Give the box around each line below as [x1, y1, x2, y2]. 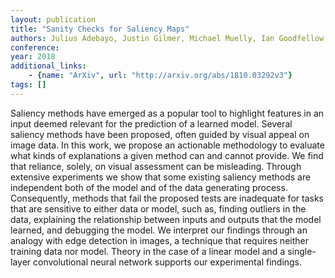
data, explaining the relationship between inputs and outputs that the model [10, 213, 322, 225]
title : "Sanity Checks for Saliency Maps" [10, 24, 190, 34]
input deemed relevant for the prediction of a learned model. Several [10, 117, 293, 130]
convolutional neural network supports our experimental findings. [33, 256, 303, 268]
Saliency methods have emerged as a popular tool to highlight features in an [10, 107, 325, 119]
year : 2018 [10, 52, 56, 62]
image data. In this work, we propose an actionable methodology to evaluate [10, 139, 325, 151]
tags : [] [10, 80, 47, 90]
